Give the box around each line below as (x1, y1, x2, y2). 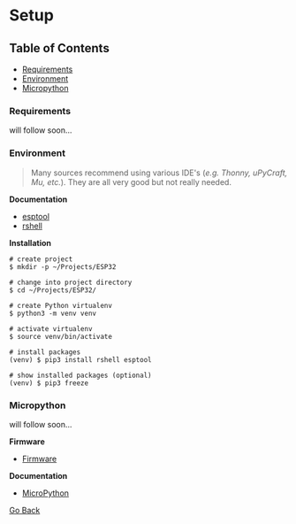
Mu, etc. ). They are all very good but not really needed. (30, 176, 232, 187)
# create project (9, 254, 73, 264)
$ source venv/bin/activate (9, 332, 113, 341)
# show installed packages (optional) (9, 371, 152, 380)
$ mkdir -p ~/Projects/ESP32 (9, 262, 117, 271)
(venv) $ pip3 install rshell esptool (9, 355, 152, 364)
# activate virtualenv (9, 324, 93, 333)
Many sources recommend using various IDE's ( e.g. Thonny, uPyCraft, (30, 167, 288, 178)
